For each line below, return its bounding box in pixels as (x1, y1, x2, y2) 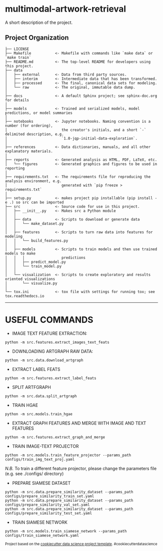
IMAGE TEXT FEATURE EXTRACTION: (12, 330, 87, 336)
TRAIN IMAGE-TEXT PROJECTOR (12, 443, 79, 449)
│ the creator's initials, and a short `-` (5, 128, 147, 132)
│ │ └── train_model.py (5, 264, 62, 269)
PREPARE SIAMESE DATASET (12, 480, 71, 486)
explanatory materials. (5, 148, 53, 154)
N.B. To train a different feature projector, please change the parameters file (5, 465, 157, 471)
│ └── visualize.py (5, 281, 57, 286)
